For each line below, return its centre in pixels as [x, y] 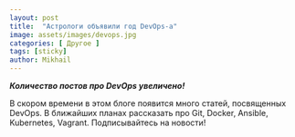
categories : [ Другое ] [55, 43]
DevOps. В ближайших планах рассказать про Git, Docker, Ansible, [139, 113]
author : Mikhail [40, 60]
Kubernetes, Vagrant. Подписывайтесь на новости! [108, 122]
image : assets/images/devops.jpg [73, 34]
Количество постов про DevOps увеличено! [97, 86]
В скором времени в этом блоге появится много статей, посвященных [148, 103]
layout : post [34, 18]
